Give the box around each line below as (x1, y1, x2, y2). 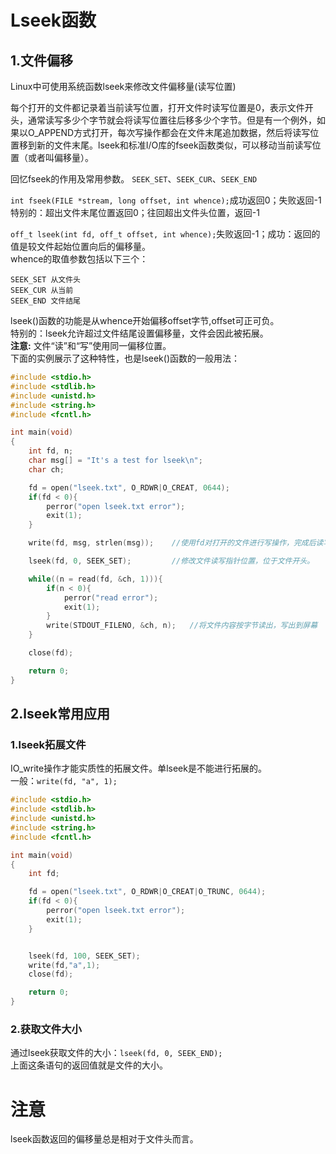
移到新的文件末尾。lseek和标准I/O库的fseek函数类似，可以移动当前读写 (18, 139, 313, 151)
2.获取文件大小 (10, 1022, 82, 1036)
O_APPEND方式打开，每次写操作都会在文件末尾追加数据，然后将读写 (27, 127, 311, 138)
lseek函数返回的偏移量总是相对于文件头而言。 (10, 1133, 199, 1145)
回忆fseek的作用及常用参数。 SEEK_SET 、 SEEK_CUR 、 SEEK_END (10, 173, 258, 185)
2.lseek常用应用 (10, 706, 110, 723)
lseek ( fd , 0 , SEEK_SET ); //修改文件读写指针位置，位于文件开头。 (28, 556, 315, 566)
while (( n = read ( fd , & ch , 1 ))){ (28, 574, 163, 584)
